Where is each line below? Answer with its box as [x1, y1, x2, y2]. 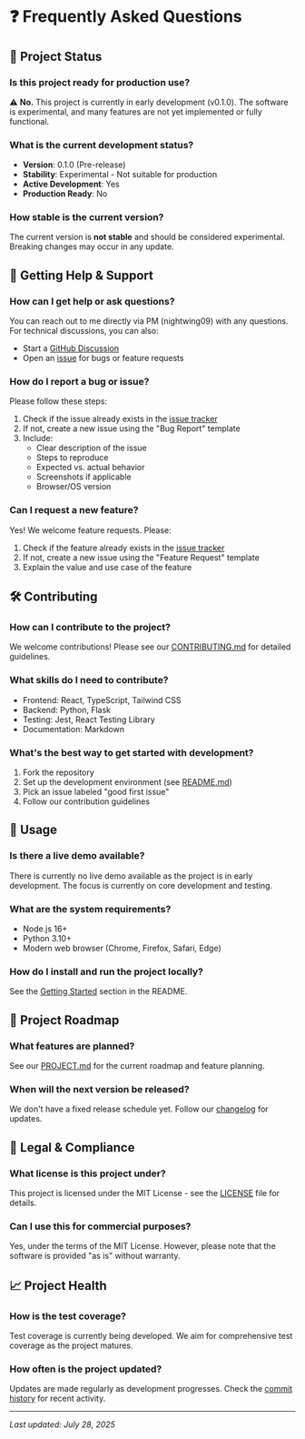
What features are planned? [9, 1040, 135, 1052]
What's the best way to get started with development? [9, 746, 254, 759]
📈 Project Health [9, 1278, 107, 1293]
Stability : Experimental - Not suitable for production [22, 169, 218, 180]
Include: [22, 433, 54, 444]
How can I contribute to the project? [9, 621, 171, 634]
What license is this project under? [9, 1167, 166, 1180]
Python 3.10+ [22, 933, 73, 944]
